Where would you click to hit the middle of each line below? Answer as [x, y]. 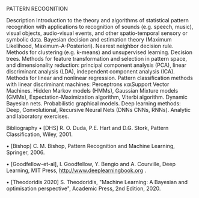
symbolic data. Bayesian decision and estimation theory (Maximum [89, 39]
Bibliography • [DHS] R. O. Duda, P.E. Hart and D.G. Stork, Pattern [87, 128]
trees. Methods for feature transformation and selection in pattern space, [97, 59]
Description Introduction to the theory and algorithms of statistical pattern [98, 20]
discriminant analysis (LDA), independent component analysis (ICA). [91, 71]
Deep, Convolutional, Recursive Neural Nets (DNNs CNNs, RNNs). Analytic [99, 110]
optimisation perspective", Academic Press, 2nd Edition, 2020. [84, 188]
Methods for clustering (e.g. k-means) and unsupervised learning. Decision [99, 52]
